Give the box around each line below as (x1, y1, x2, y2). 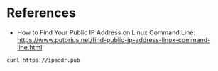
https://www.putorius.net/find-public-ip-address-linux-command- (16, 35, 211, 44)
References (6, 5, 76, 21)
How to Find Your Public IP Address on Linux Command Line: (16, 28, 196, 37)
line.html (16, 43, 43, 51)
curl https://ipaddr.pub (6, 56, 80, 64)
